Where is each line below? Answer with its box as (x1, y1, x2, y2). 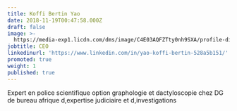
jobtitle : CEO (7, 43, 49, 50)
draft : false (7, 23, 46, 30)
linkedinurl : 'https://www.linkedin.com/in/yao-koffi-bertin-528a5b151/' (7, 50, 229, 57)
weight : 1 (7, 63, 37, 70)
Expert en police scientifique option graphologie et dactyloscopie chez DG (7, 89, 224, 97)
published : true (7, 69, 55, 76)
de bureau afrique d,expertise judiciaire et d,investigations (7, 96, 177, 104)
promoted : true (7, 56, 52, 63)
